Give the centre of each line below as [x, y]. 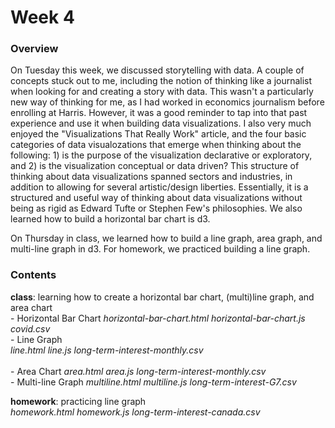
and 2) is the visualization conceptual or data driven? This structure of [155, 166]
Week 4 [42, 17]
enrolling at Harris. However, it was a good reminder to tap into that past [159, 113]
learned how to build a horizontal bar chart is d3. [110, 219]
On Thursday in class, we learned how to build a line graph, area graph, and [166, 238]
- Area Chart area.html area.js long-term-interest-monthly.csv [138, 371]
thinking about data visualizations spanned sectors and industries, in [151, 177]
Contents [33, 275]
